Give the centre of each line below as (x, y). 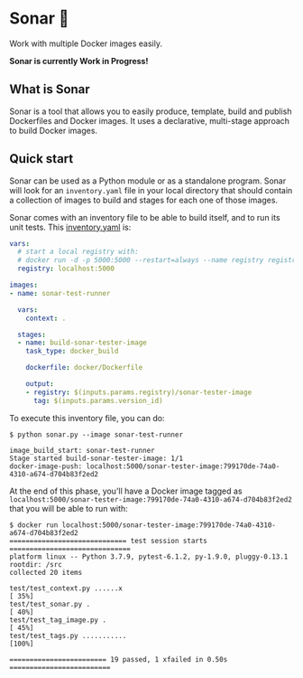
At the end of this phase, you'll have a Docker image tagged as (126, 491)
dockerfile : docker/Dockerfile (84, 368)
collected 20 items (46, 572)
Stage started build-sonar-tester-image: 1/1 (96, 458)
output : (40, 384)
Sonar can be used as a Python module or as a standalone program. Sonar (148, 181)
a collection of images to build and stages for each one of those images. (143, 200)
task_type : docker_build (72, 352)
